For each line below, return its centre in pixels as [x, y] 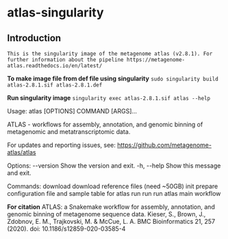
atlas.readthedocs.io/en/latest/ [55, 66]
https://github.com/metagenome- [165, 145]
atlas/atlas [22, 152]
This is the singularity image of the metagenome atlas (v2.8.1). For [110, 54]
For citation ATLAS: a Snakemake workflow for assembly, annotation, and [111, 207]
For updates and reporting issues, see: [62, 145]
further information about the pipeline [66, 60]
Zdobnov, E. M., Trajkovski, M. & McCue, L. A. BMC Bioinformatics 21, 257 [111, 221]
